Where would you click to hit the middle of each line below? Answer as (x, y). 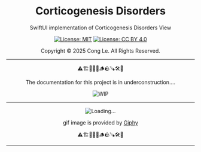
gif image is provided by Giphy (100, 122)
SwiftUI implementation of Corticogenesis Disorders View (100, 28)
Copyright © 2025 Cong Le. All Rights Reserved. (100, 51)
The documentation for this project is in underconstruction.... (100, 82)
